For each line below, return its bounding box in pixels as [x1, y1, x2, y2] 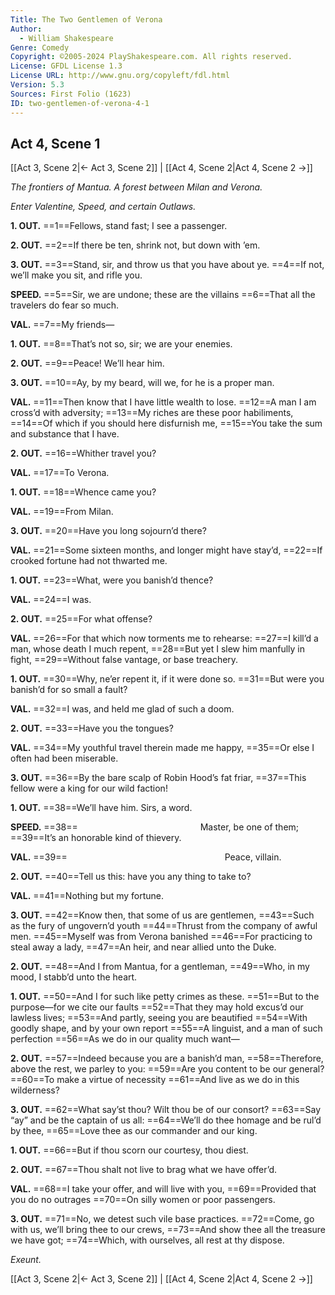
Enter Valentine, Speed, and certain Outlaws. [10, 201, 197, 213]
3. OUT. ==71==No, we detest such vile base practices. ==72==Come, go [10, 1213, 315, 1225]
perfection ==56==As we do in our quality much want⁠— [10, 1033, 240, 1045]
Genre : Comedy [10, 42, 70, 53]
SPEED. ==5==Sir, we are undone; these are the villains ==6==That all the [10, 289, 316, 301]
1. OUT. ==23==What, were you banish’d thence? [10, 574, 214, 586]
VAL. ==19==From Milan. [10, 506, 114, 518]
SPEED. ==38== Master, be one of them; [10, 821, 300, 833]
